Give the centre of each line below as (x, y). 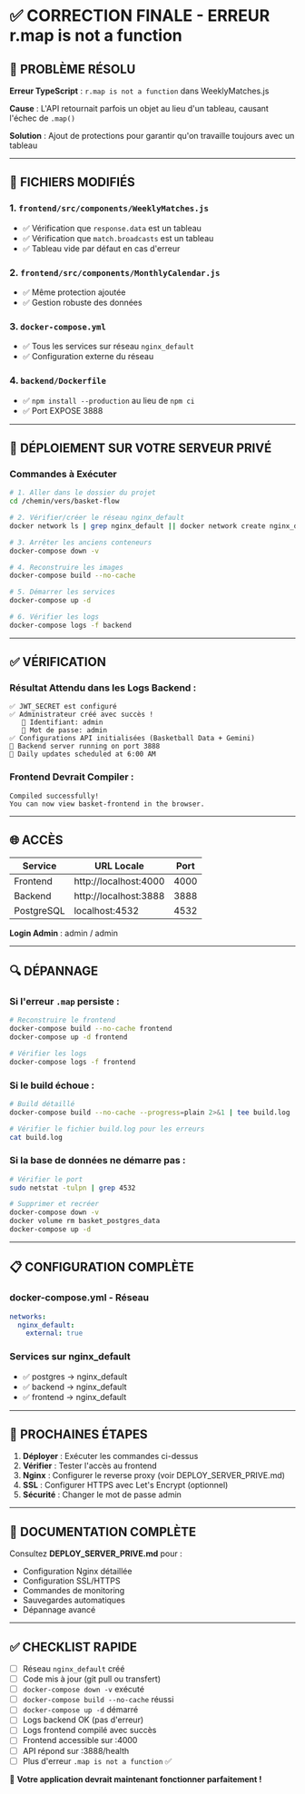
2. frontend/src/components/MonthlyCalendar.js (115, 272)
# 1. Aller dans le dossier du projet (83, 493)
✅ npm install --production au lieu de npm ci (108, 400)
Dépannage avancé (59, 1610)
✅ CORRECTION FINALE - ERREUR (140, 16)
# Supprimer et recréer (54, 1204)
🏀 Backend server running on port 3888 (85, 746)
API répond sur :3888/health (76, 1750)
